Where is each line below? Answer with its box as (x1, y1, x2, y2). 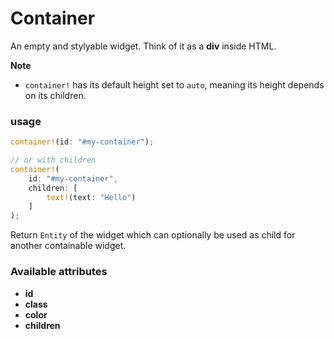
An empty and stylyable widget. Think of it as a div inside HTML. (10, 40, 277, 52)
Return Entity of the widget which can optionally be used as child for (10, 229, 296, 241)
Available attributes (10, 265, 108, 279)
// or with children (10, 155, 97, 166)
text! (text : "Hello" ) (46, 192, 137, 202)
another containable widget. (10, 240, 127, 252)
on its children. (24, 89, 87, 101)
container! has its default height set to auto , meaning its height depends (24, 78, 325, 91)
